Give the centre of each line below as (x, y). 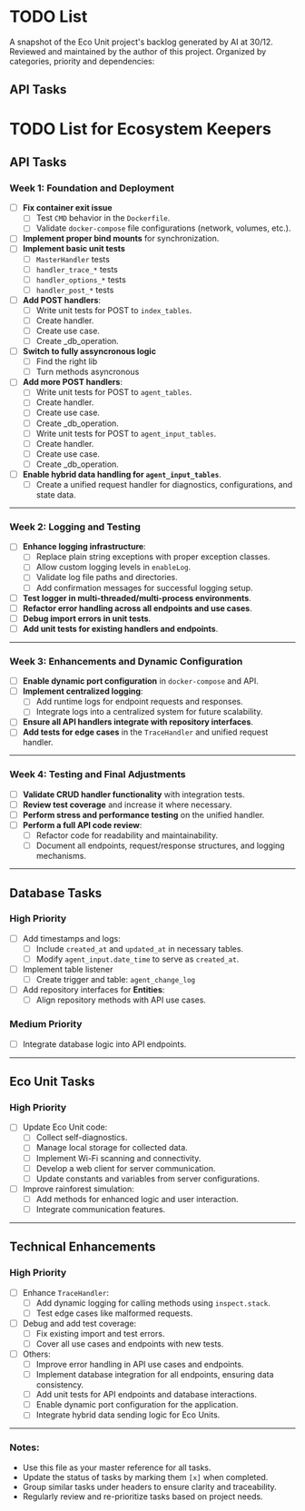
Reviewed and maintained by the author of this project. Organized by (138, 51)
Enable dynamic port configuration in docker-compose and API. (140, 681)
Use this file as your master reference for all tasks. (117, 1467)
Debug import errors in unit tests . (87, 618)
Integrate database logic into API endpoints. (104, 1044)
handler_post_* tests (75, 290)
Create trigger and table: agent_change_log (116, 980)
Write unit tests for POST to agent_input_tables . (126, 433)
